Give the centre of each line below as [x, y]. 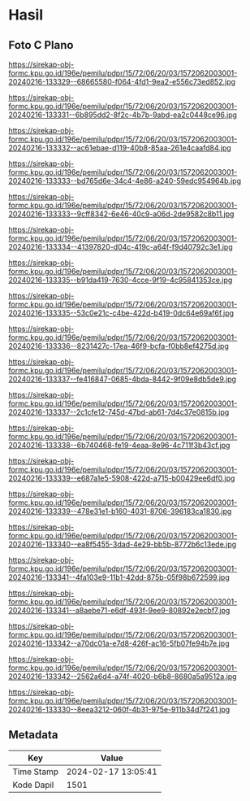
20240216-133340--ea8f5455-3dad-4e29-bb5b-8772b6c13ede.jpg [123, 544]
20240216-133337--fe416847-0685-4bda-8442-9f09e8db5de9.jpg [123, 379]
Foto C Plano [41, 45]
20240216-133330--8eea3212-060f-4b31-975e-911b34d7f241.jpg [119, 710]
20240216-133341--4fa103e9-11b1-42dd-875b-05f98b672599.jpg [119, 577]
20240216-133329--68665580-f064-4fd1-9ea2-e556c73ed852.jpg [122, 82]
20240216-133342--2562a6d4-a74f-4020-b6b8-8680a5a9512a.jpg [123, 676]
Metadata [33, 735]
